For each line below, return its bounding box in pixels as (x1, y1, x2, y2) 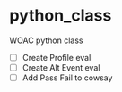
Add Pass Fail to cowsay (22, 72, 113, 83)
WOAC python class (9, 35, 83, 46)
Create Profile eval (22, 52, 91, 63)
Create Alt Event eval (22, 63, 100, 72)
